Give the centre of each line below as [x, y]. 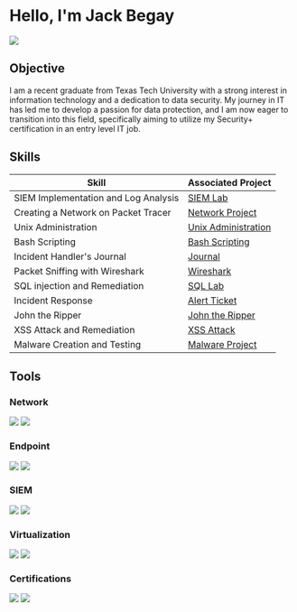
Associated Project [230, 182]
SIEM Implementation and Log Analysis [97, 198]
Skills [25, 158]
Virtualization [40, 534]
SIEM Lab [208, 198]
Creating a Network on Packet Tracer [93, 212]
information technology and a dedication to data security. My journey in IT [147, 99]
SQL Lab [206, 285]
